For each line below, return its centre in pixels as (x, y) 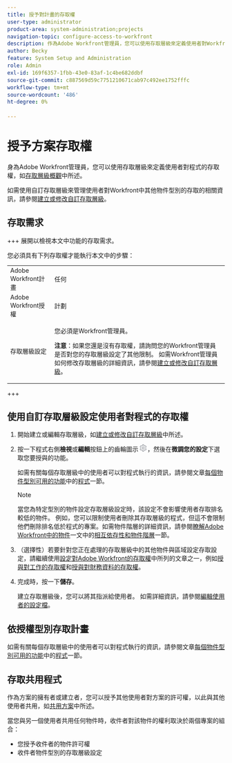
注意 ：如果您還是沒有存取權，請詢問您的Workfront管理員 (135, 346)
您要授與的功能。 (48, 458)
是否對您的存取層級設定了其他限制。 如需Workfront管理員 (136, 354)
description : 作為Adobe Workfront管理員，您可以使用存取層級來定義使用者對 (107, 44)
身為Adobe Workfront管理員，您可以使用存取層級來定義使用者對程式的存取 (113, 166)
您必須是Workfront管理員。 (93, 331)
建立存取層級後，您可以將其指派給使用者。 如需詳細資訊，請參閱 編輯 (115, 597)
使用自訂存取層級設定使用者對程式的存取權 (98, 417)
